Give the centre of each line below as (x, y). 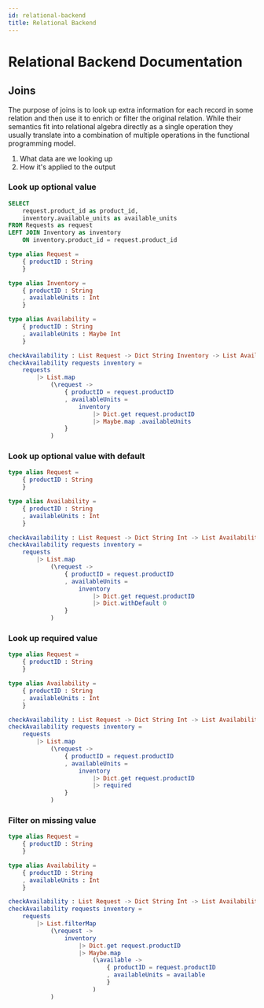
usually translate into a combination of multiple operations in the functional (129, 135)
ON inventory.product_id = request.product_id (100, 240)
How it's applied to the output (68, 167)
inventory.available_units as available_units (100, 218)
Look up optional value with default (77, 456)
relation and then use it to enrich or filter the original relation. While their (125, 118)
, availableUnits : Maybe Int (72, 334)
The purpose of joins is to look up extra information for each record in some (131, 109)
